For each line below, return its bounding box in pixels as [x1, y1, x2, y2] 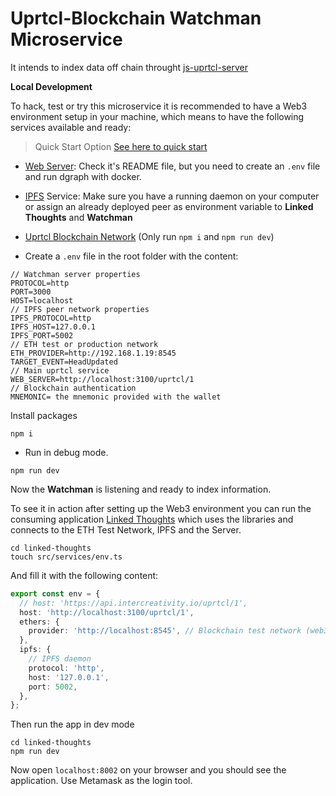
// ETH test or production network [10, 339, 159, 349]
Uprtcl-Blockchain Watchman [10, 7, 262, 30]
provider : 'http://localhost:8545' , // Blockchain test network [28, 626, 302, 636]
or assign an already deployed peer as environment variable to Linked [24, 200, 314, 212]
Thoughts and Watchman [24, 211, 133, 223]
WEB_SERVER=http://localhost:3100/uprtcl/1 [10, 374, 195, 384]
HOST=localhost [10, 295, 74, 306]
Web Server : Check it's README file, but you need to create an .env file [24, 160, 321, 172]
